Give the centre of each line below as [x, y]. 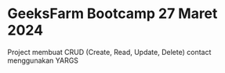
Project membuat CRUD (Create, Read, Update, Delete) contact [109, 52]
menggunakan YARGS [43, 60]
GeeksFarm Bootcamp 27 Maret [112, 14]
